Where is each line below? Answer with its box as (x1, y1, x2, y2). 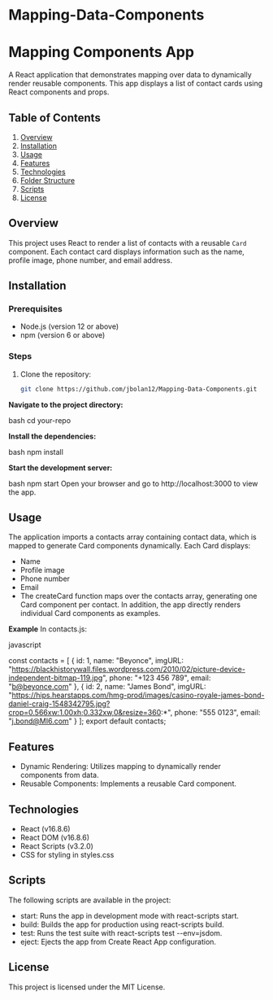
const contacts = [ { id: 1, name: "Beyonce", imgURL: (8, 656, 184, 666)
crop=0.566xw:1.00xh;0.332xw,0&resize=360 (8, 708, 162, 718)
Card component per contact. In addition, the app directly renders (19, 600, 241, 609)
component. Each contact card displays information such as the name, (8, 247, 245, 256)
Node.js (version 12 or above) (19, 321, 119, 331)
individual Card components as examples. (19, 609, 161, 618)
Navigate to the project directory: (8, 400, 123, 409)
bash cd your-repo (8, 415, 71, 425)
